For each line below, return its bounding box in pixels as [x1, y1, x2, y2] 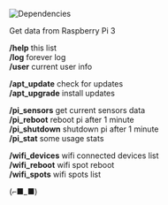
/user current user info [9, 62, 93, 72]
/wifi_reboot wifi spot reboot [9, 160, 115, 170]
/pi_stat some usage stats [9, 133, 104, 143]
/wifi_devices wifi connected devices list [9, 150, 159, 161]
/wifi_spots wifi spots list [9, 169, 102, 179]
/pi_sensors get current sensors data [9, 105, 146, 115]
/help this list [9, 42, 57, 53]
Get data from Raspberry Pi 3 [9, 26, 117, 35]
